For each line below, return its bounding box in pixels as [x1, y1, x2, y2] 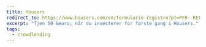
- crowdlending [12, 32, 51, 38]
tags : [6, 26, 20, 32]
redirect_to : [6, 15, 40, 21]
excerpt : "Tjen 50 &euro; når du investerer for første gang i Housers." [6, 20, 199, 26]
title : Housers [6, 9, 45, 15]
